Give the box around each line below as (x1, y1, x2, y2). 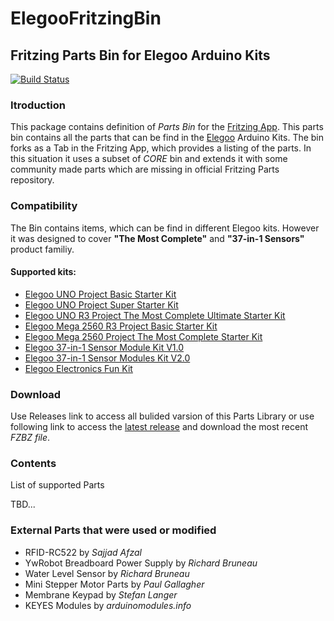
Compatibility (10, 199, 78, 213)
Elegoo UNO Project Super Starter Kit (24, 298, 179, 311)
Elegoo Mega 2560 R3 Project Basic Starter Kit (24, 320, 218, 332)
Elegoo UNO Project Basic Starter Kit (24, 288, 177, 300)
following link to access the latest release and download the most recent (10, 421, 309, 433)
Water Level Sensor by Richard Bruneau (24, 567, 190, 579)
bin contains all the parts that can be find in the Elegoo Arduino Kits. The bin (10, 132, 325, 144)
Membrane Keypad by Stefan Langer (24, 588, 178, 601)
